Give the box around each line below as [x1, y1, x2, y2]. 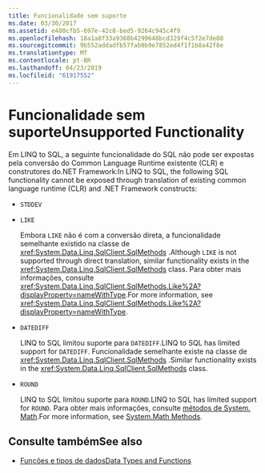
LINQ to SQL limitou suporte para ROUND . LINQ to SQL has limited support [19, 394, 258, 404]
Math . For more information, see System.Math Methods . [19, 411, 203, 421]
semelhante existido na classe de [19, 238, 130, 249]
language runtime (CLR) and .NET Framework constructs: [8, 184, 198, 193]
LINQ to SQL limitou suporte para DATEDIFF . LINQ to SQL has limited [19, 338, 240, 347]
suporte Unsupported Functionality [8, 123, 245, 141]
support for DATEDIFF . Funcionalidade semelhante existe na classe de [19, 346, 247, 356]
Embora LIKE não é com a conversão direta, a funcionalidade [19, 230, 222, 240]
